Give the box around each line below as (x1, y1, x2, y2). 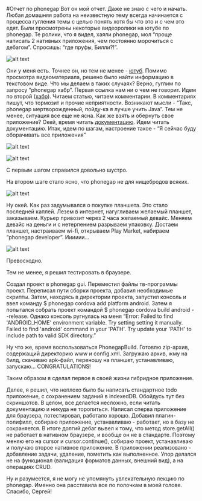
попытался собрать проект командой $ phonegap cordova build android (6, 306, 191, 313)
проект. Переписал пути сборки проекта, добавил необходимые (6, 287, 173, 294)
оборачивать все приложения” (6, 131, 86, 138)
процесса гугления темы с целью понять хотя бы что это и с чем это (6, 18, 185, 25)
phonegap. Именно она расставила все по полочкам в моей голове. (6, 482, 183, 488)
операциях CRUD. (6, 464, 52, 470)
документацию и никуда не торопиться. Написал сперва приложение (6, 406, 187, 413)
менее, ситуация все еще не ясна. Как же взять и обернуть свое (6, 112, 174, 119)
